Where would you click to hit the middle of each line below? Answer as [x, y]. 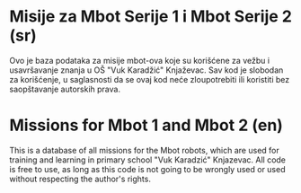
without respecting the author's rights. [80, 179]
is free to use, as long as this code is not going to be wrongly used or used [147, 169]
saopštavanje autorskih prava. [65, 89]
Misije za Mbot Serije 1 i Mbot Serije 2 [150, 17]
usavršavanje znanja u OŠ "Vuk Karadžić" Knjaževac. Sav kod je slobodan [146, 70]
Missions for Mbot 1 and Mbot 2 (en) [146, 125]
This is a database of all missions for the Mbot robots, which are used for [145, 150]
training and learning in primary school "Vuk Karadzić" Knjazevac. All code [147, 160]
